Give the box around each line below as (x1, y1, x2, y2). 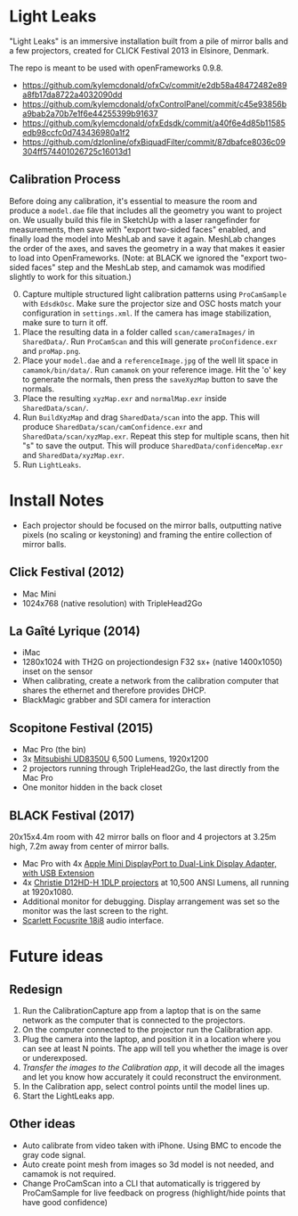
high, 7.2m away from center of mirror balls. (9, 841, 170, 851)
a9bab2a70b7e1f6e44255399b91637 (21, 108, 158, 119)
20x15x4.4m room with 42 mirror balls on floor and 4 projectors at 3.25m (9, 831, 277, 842)
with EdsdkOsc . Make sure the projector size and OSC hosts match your (21, 298, 282, 308)
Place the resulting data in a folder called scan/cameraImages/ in (21, 326, 255, 337)
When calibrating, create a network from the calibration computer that (21, 676, 279, 686)
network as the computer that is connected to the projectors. (21, 1015, 246, 1025)
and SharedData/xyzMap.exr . (21, 449, 125, 460)
